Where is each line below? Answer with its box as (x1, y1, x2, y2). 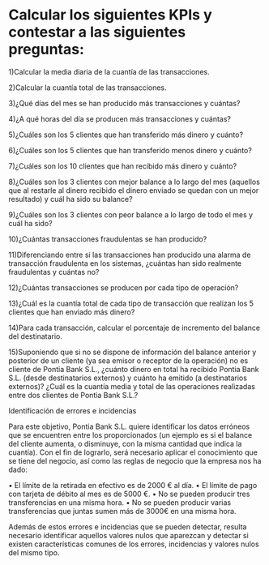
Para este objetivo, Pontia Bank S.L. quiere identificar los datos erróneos (8, 422, 250, 431)
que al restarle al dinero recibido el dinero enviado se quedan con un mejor (8, 185, 259, 195)
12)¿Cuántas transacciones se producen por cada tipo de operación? (8, 282, 239, 293)
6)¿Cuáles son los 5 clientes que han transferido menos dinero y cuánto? (8, 145, 253, 155)
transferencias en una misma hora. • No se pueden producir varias (8, 497, 232, 507)
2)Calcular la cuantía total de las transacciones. (8, 83, 168, 92)
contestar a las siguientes (8, 23, 186, 41)
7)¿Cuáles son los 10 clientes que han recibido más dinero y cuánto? (8, 161, 237, 171)
